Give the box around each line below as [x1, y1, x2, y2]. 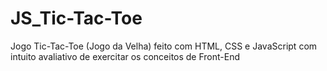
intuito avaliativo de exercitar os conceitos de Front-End [10, 50, 241, 62]
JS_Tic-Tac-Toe [10, 7, 143, 30]
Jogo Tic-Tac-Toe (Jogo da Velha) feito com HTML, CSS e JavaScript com [10, 40, 318, 52]
